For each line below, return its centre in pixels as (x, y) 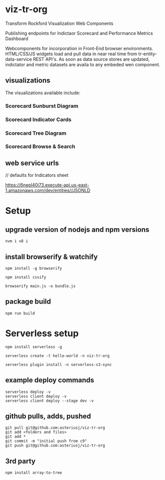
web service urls (32, 163)
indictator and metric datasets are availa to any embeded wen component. (83, 64)
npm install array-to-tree (34, 473)
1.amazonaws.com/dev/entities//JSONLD (48, 191)
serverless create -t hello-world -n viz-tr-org (57, 356)
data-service (18, 59)
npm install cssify (26, 277)
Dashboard (17, 39)
